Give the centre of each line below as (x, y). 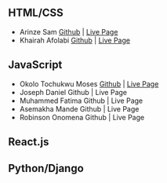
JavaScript (35, 65)
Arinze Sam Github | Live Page (69, 31)
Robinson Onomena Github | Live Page (82, 117)
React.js (29, 142)
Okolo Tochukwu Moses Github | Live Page (89, 84)
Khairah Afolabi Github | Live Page (75, 40)
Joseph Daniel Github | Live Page (73, 92)
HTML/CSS (36, 13)
